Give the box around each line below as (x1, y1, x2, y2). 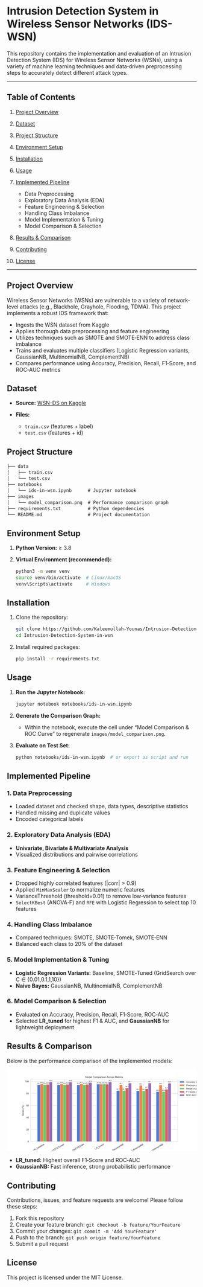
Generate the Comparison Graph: (15, 712, 101, 719)
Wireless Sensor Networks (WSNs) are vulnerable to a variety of (7, 296, 167, 304)
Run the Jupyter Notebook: (15, 688, 86, 695)
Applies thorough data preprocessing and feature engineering (15, 327, 169, 334)
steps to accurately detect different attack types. (7, 69, 128, 76)
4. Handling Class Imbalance (7, 920, 93, 928)
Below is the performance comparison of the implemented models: (7, 1057, 173, 1064)
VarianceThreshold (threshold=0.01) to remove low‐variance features (15, 892, 187, 899)
